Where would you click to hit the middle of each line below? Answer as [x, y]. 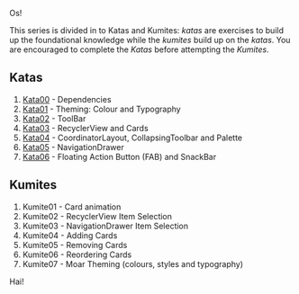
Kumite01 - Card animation [72, 207]
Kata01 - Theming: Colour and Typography [102, 109]
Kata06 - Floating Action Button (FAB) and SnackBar [119, 156]
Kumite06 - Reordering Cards [77, 254]
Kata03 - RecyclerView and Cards [85, 128]
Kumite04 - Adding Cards [70, 235]
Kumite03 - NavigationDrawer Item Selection [105, 226]
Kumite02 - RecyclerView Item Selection [97, 216]
